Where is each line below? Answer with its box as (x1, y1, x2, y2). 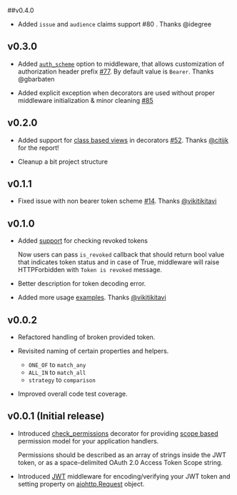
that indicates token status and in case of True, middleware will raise (17, 258, 220, 266)
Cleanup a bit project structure (17, 157, 109, 166)
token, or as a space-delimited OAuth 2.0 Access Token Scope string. (17, 458, 223, 466)
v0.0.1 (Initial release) (7, 410, 105, 422)
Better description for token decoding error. (17, 279, 146, 288)
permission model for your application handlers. (17, 436, 159, 445)
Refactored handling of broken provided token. (17, 333, 156, 341)
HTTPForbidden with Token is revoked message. (17, 266, 163, 274)
